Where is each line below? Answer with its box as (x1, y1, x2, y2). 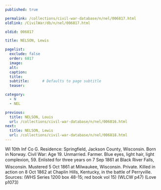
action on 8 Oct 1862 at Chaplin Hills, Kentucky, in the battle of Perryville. (5, 169, 152, 175)
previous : (5, 110, 25, 115)
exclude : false (9, 52, 40, 57)
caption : (9, 69, 27, 75)
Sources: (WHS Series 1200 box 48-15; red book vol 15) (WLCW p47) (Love (5, 174, 157, 180)
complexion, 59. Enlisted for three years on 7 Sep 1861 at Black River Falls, (5, 157, 155, 163)
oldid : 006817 (5, 29, 34, 34)
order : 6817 (9, 56, 34, 61)
